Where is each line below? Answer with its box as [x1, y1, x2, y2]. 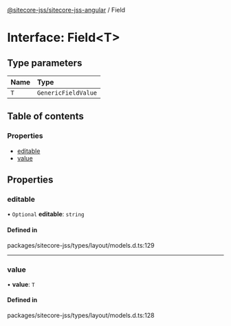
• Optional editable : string [7, 210, 85, 218]
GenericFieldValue [36, 89, 98, 97]
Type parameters [7, 57, 82, 69]
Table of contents [7, 110, 84, 122]
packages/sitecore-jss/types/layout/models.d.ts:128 [7, 312, 155, 320]
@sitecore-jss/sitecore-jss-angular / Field [7, 6, 126, 14]
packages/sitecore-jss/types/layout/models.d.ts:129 [7, 241, 155, 249]
